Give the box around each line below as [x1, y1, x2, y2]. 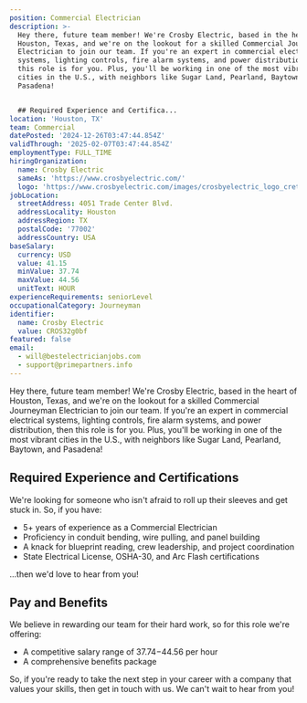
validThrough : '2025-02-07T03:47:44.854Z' [9, 140, 174, 149]
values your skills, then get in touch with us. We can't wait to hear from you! [9, 684, 295, 695]
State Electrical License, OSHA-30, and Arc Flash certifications [22, 551, 260, 561]
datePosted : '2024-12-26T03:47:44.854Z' [9, 131, 166, 141]
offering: [9, 629, 42, 640]
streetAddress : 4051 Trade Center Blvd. [17, 199, 174, 208]
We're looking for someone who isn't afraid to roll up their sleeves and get [9, 494, 288, 505]
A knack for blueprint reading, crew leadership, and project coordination [22, 540, 295, 552]
